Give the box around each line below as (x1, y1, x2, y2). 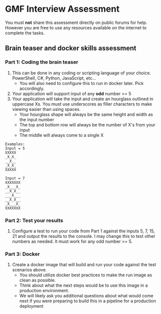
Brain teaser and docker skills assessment (5, 44, 137, 52)
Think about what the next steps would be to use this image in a (19, 282, 148, 289)
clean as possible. (19, 277, 56, 283)
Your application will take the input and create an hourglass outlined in (12, 96, 154, 102)
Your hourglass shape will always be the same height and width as (19, 111, 153, 117)
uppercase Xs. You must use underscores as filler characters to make (12, 101, 152, 107)
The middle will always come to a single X (19, 132, 104, 138)
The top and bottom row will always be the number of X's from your (19, 122, 156, 127)
